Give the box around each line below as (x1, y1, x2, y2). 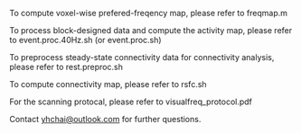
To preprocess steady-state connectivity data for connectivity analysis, (9, 52, 275, 62)
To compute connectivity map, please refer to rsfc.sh (9, 79, 207, 89)
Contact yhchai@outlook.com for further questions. (9, 114, 202, 124)
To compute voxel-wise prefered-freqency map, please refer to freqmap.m (9, 8, 287, 18)
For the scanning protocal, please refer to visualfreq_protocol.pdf (9, 96, 253, 107)
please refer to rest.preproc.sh (9, 62, 124, 72)
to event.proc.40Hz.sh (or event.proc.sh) (9, 35, 162, 45)
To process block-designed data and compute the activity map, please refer (9, 25, 293, 35)
